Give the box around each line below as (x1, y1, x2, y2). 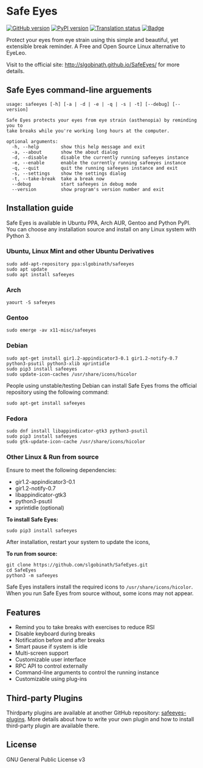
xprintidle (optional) (15, 504, 65, 512)
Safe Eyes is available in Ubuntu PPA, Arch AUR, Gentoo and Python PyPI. (6, 219, 191, 226)
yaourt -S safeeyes (6, 299, 56, 305)
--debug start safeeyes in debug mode (12, 181, 137, 187)
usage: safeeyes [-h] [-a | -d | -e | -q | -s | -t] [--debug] (6, 101, 170, 107)
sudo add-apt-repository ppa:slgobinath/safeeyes (6, 260, 135, 267)
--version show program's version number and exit (12, 186, 165, 192)
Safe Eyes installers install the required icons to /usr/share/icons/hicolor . (6, 583, 193, 591)
